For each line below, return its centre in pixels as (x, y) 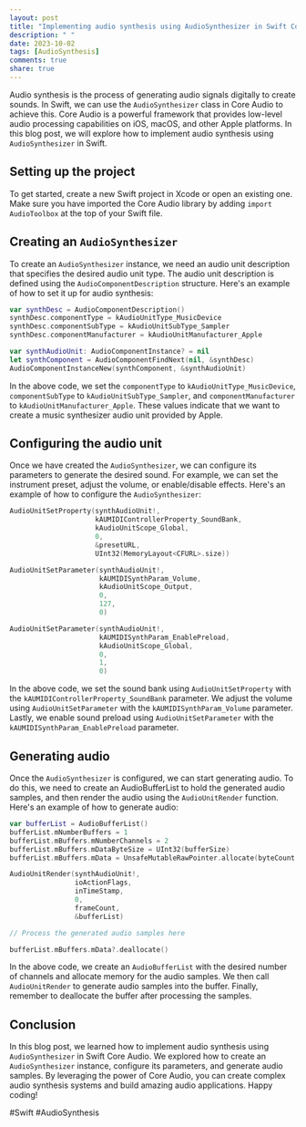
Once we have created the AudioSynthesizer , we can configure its (133, 465)
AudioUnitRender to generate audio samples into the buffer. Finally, (134, 987)
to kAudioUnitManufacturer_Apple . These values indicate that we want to (145, 405)
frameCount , (97, 908)
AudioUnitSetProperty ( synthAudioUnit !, (85, 512)
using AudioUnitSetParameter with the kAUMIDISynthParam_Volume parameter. (151, 708)
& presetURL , (118, 545)
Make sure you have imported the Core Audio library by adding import (141, 203)
